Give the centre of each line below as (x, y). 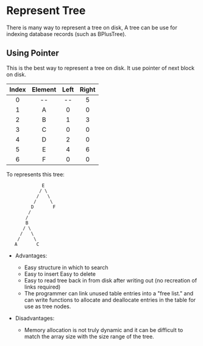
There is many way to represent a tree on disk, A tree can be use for (92, 27)
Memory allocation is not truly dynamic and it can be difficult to (104, 330)
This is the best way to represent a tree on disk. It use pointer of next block (101, 68)
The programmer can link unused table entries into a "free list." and (109, 293)
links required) (42, 287)
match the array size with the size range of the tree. (89, 336)
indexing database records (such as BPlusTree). (66, 34)
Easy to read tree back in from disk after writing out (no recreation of (110, 280)
